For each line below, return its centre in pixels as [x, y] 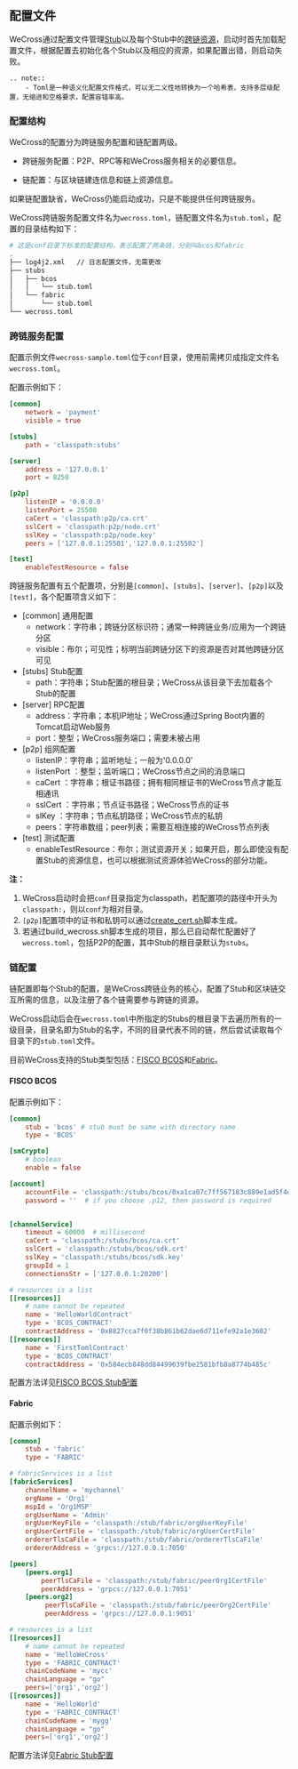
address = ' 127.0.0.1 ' [67, 470]
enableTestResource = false [77, 567]
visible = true [53, 421]
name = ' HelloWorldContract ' [79, 1315]
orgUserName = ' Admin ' [67, 1515]
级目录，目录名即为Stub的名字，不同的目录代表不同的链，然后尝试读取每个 [146, 1030]
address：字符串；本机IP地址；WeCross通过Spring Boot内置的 [150, 716]
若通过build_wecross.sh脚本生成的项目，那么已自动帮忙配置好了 [139, 931]
